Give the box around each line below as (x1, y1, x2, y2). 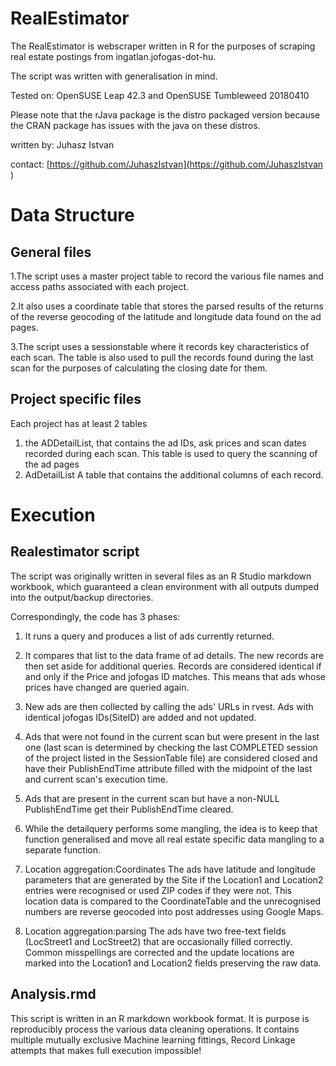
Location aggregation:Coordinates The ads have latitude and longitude (24, 863, 316, 875)
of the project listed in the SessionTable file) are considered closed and (24, 752, 318, 764)
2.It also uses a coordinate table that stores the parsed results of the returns (10, 300, 324, 312)
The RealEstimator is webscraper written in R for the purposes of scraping (10, 40, 316, 52)
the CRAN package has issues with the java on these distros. (10, 119, 261, 131)
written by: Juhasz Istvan (10, 138, 115, 151)
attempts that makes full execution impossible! (10, 1044, 202, 1056)
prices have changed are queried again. (24, 681, 190, 693)
